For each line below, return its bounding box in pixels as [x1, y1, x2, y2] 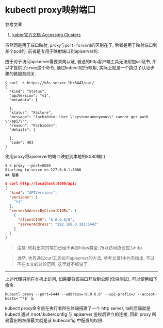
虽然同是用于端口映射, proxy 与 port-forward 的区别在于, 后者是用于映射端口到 [5, 42, 158, 48]
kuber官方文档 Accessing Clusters [12, 32, 81, 37]
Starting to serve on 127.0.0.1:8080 [5, 167, 81, 172]
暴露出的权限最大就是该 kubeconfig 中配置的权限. [5, 317, 104, 324]
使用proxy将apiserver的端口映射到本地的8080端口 [5, 153, 106, 159]
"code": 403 [9, 140, 34, 145]
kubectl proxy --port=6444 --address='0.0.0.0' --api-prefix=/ [5, 292, 136, 297]
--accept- [137, 292, 158, 297]
